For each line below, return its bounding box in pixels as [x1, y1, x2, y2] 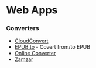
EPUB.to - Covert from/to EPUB [14, 44, 91, 51]
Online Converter [14, 50, 56, 57]
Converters [6, 24, 39, 33]
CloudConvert [14, 37, 49, 44]
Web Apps [6, 3, 58, 17]
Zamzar [14, 56, 33, 63]
